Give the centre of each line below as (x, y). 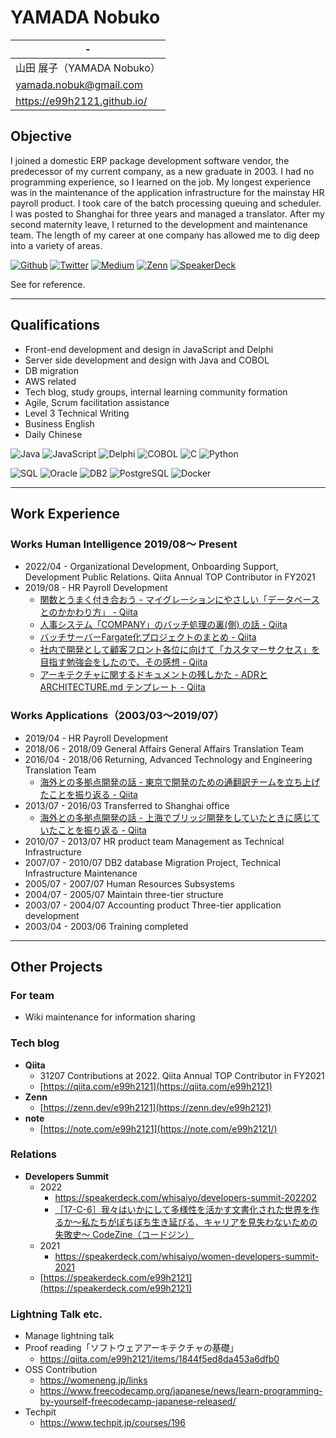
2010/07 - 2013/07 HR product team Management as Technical (154, 841)
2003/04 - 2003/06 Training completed (106, 926)
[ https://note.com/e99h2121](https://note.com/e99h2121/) (158, 1128)
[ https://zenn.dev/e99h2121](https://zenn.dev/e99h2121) (155, 1107)
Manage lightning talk (69, 1336)
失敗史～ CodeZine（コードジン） (124, 1234)
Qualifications (55, 325)
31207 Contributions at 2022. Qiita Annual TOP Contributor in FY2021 (182, 1075)
